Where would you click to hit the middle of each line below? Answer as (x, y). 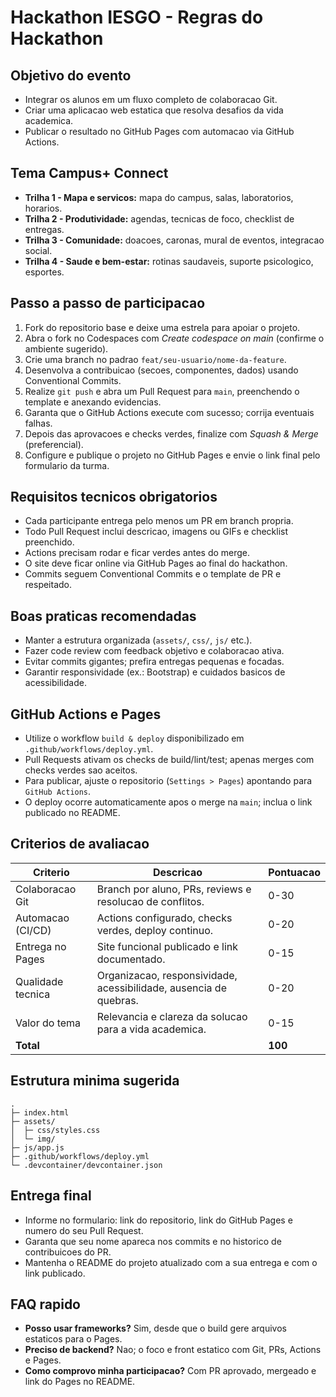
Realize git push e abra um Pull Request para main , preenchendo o (162, 391)
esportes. (44, 272)
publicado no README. (72, 813)
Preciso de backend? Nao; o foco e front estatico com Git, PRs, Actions (173, 1350)
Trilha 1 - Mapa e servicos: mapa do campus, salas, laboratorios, (159, 197)
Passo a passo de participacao (108, 303)
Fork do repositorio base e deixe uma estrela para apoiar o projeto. (162, 327)
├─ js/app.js (37, 1147)
